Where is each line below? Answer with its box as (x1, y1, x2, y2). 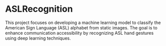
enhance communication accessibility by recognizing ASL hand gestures (5, 30, 154, 36)
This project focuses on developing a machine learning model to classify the (5, 20, 161, 25)
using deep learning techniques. (5, 35, 71, 41)
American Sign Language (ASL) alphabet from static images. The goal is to (5, 24, 158, 30)
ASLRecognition (5, 3, 73, 15)
